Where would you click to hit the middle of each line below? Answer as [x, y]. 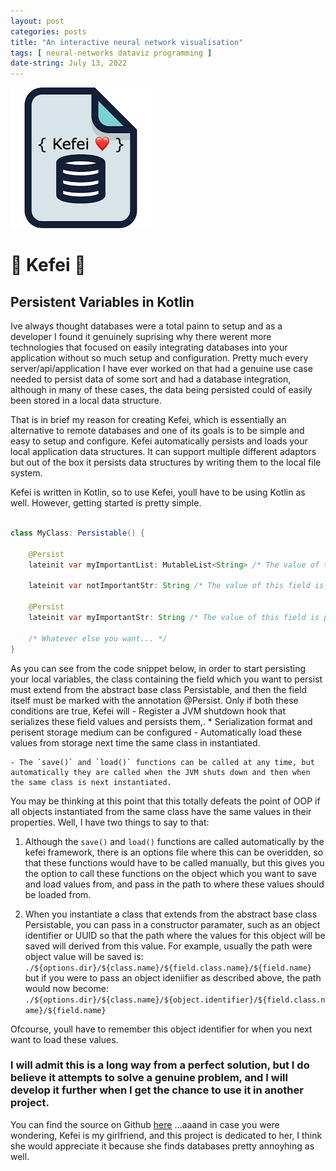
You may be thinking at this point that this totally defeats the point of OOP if [165, 801]
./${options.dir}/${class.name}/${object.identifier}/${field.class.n [175, 1000]
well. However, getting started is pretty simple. [106, 503]
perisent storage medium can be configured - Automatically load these [156, 732]
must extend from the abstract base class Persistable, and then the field [159, 689]
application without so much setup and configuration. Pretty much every [159, 358]
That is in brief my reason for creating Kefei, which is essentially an [148, 420]
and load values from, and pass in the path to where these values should [174, 884]
